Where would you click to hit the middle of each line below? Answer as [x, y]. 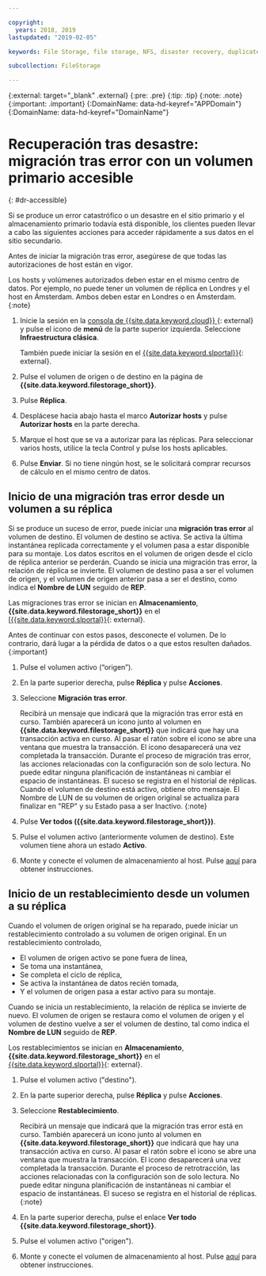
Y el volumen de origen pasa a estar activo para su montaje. [118, 991]
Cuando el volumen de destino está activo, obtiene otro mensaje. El [129, 789]
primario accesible [71, 178]
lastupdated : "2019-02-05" [53, 37]
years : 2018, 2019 [46, 30]
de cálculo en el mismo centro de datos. [85, 472]
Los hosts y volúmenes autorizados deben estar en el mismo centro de [124, 280]
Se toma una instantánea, [61, 966]
